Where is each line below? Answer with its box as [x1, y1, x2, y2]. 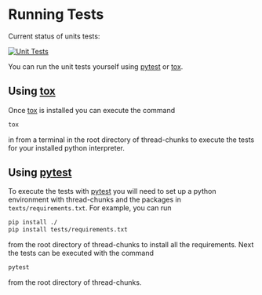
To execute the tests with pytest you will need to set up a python [8, 187, 217, 196]
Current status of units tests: [8, 31, 100, 41]
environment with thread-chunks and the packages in [8, 195, 182, 205]
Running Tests [8, 5, 104, 24]
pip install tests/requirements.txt [8, 226, 128, 234]
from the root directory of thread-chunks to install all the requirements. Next [8, 240, 254, 249]
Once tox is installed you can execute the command [8, 105, 176, 115]
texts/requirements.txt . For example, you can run [8, 203, 172, 213]
